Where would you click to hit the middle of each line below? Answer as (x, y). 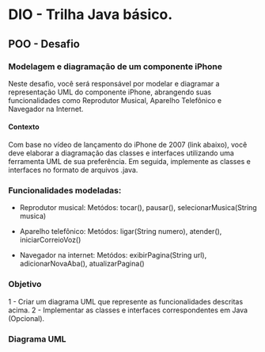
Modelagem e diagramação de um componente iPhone (115, 67)
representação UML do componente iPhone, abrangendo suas (110, 92)
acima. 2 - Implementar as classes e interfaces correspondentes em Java (128, 310)
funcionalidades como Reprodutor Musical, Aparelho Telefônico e (115, 100)
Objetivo (25, 285)
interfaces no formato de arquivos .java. (73, 170)
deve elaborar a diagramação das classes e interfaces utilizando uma (121, 153)
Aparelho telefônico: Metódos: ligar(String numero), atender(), (121, 231)
